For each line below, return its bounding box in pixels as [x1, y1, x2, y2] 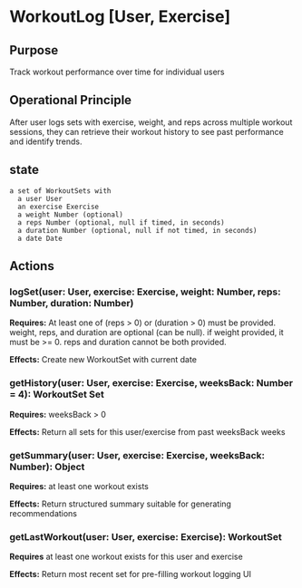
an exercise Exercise [17, 202, 100, 211]
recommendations [9, 507, 78, 518]
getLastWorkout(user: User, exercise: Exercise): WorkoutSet [9, 530, 283, 543]
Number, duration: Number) [9, 296, 134, 309]
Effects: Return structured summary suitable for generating [9, 498, 231, 509]
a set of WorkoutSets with [9, 186, 112, 196]
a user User [17, 194, 63, 203]
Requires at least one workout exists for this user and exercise [9, 551, 243, 563]
